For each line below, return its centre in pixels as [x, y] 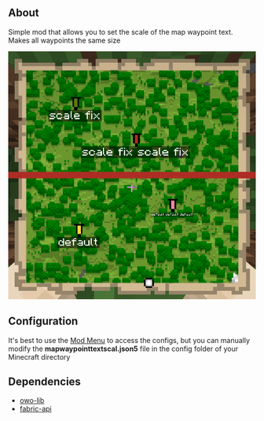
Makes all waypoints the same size [64, 40]
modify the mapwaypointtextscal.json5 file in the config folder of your [123, 349]
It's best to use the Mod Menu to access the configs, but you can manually [129, 340]
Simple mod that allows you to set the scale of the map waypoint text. [121, 31]
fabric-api [36, 409]
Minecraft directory [39, 356]
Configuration [43, 321]
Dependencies [44, 382]
